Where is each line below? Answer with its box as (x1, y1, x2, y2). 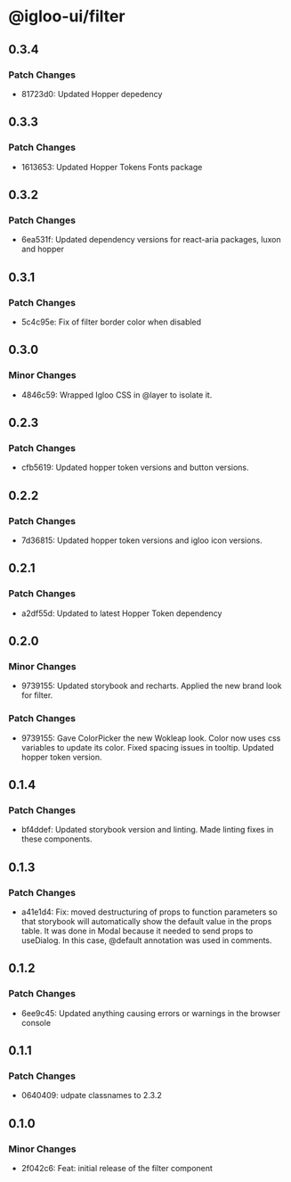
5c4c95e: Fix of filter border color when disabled (20, 316, 202, 327)
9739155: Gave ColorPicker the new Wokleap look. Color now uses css (20, 733, 281, 743)
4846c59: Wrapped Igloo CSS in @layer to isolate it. (20, 390, 213, 400)
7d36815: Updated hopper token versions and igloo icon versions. (20, 535, 263, 546)
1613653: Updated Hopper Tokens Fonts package (20, 161, 203, 172)
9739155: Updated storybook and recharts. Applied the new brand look (20, 680, 282, 692)
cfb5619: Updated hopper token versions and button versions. (20, 462, 250, 473)
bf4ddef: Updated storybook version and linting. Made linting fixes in (20, 825, 274, 835)
